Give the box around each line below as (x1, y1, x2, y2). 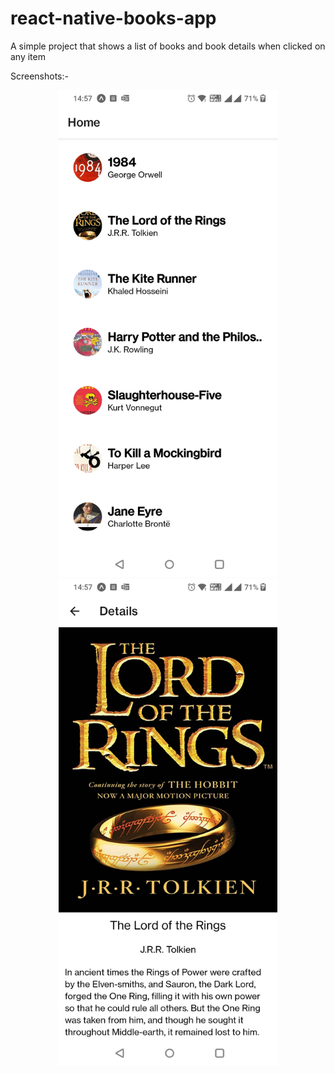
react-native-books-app (10, 7, 217, 30)
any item (10, 50, 46, 62)
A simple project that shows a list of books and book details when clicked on (10, 40, 326, 52)
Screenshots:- (10, 70, 69, 82)
